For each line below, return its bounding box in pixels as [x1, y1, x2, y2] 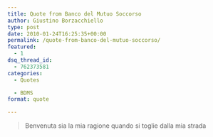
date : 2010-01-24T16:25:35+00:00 [7, 30, 107, 38]
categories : [7, 70, 43, 77]
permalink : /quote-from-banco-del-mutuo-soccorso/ [7, 37, 161, 44]
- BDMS [14, 89, 33, 97]
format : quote [7, 96, 50, 103]
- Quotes [14, 76, 40, 84]
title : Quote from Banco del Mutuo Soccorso [7, 10, 142, 18]
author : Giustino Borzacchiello [7, 17, 103, 24]
